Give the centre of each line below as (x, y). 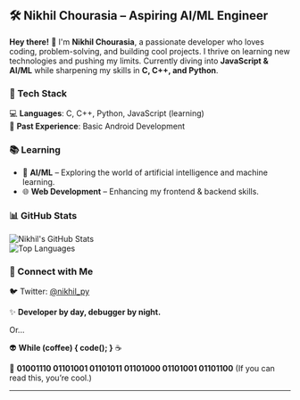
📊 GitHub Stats (43, 216)
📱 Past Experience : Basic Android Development (97, 126)
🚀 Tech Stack (38, 93)
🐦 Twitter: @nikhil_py (50, 291)
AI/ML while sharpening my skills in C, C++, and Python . (114, 70)
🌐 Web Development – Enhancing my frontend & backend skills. (140, 192)
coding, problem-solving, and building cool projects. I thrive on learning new (150, 51)
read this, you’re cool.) (50, 378)
